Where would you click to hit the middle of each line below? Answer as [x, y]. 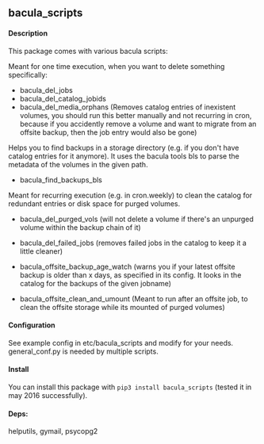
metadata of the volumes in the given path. [78, 164]
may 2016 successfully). [48, 395]
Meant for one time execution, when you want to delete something [117, 66]
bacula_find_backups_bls [61, 180]
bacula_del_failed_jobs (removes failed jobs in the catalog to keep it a [133, 243]
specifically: [28, 75]
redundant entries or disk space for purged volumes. [94, 203]
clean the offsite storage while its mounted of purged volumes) [122, 307]
